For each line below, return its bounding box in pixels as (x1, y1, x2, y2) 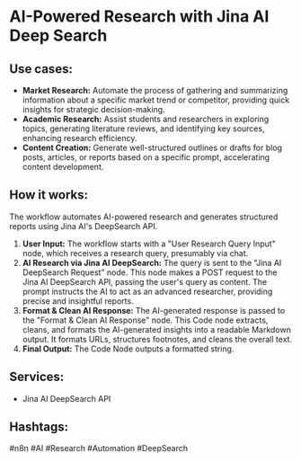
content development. (22, 162, 104, 172)
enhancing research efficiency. (22, 133, 137, 143)
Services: (9, 369, 65, 385)
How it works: (9, 187, 88, 203)
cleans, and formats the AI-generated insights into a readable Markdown (22, 324, 292, 334)
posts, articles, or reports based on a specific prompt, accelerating (22, 152, 270, 163)
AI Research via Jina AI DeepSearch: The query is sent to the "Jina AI (22, 257, 282, 268)
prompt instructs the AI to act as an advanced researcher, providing (22, 286, 273, 297)
